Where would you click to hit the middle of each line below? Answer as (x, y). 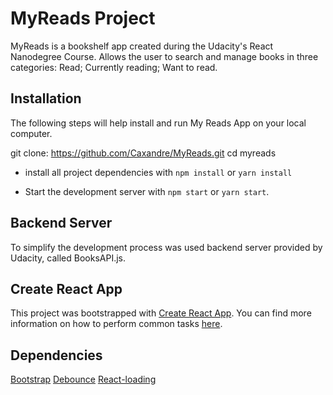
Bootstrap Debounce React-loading (83, 379)
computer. (31, 133)
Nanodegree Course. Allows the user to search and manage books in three (164, 56)
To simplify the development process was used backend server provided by (166, 247)
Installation (46, 98)
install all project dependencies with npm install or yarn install (158, 172)
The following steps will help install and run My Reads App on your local (158, 123)
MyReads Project (83, 18)
